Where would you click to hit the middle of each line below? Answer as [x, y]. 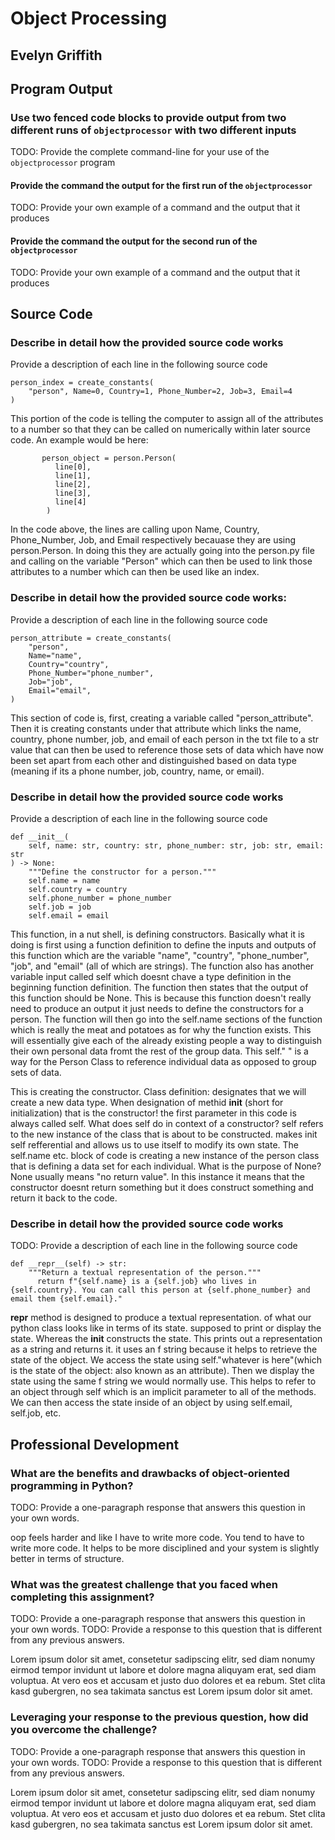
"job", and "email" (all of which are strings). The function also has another [162, 966]
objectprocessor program [63, 163]
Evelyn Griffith [56, 55]
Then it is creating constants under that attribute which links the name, [156, 728]
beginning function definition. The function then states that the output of [159, 987]
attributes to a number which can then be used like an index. [135, 572]
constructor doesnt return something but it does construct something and [162, 1187]
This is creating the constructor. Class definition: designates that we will [158, 1091]
